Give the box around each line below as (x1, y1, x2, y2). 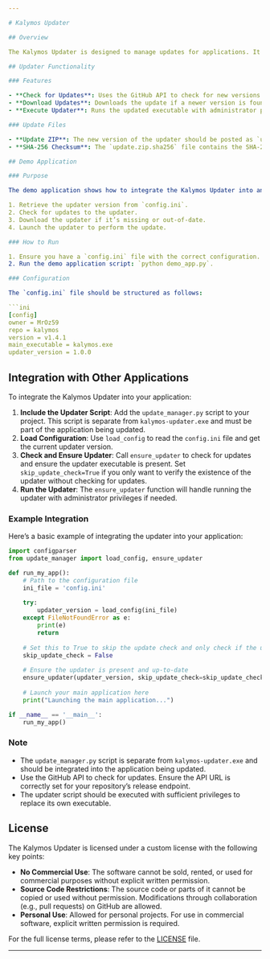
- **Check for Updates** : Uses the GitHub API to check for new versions (8, 92, 261, 100)
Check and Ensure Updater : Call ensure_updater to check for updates (19, 450, 252, 459)
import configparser (8, 547, 78, 555)
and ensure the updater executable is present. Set (19, 459, 186, 468)
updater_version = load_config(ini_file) (37, 607, 178, 615)
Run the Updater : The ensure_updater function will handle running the (19, 484, 252, 494)
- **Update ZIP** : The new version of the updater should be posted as (8, 135, 253, 143)
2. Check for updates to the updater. (8, 208, 138, 216)
